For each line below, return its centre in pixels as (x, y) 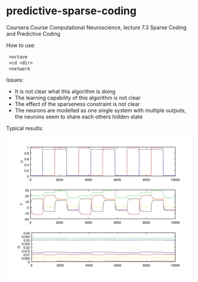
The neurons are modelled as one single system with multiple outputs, (100, 110)
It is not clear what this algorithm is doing (65, 91)
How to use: (21, 45)
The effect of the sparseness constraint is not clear (77, 104)
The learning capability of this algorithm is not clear (78, 98)
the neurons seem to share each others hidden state (79, 117)
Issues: (15, 80)
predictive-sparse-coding (71, 11)
